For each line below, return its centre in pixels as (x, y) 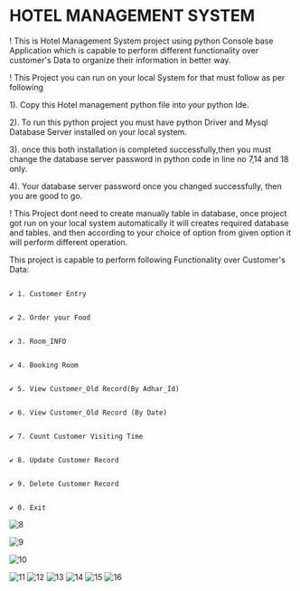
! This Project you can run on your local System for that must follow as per (147, 77)
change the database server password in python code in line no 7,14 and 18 (149, 158)
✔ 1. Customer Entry (48, 294)
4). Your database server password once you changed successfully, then (146, 186)
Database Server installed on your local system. (98, 131)
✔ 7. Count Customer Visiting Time (76, 436)
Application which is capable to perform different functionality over (134, 50)
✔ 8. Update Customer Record (64, 460)
